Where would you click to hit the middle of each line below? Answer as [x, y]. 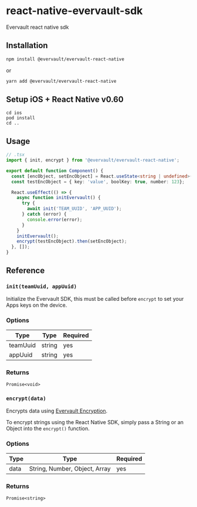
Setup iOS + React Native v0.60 [65, 99]
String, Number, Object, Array [70, 468]
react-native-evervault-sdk [74, 11]
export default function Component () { [55, 171]
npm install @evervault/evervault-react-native [65, 59]
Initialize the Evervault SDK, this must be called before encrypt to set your [95, 298]
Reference [26, 271]
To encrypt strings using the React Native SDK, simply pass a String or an [95, 422]
